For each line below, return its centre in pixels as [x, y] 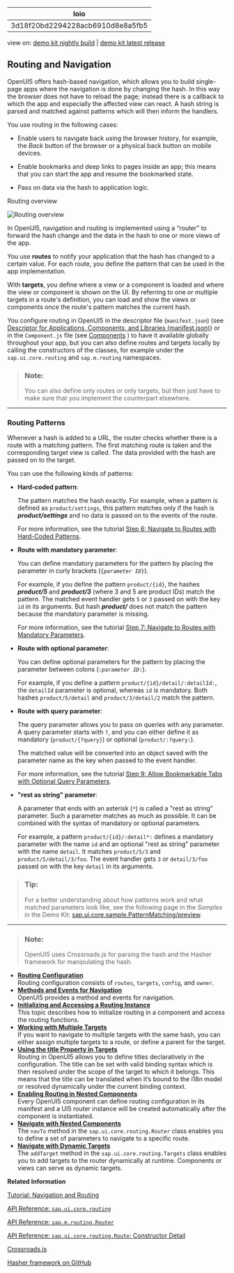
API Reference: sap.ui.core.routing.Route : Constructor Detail [96, 1235]
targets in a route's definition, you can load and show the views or [102, 299]
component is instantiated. [55, 1116]
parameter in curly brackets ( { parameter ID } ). [83, 571]
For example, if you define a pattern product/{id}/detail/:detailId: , [117, 683]
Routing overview [32, 201]
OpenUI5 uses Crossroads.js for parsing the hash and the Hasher [118, 954]
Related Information [37, 1181]
